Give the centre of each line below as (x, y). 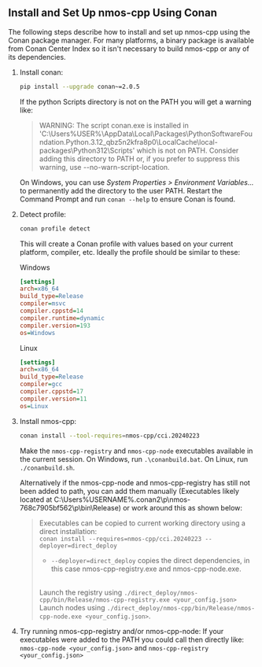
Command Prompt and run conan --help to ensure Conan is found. (127, 199)
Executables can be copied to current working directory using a (142, 523)
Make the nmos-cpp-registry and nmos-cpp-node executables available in (136, 451)
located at (36, 499)
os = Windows (37, 333)
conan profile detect (55, 228)
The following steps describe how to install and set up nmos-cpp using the (129, 31)
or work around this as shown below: (183, 507)
